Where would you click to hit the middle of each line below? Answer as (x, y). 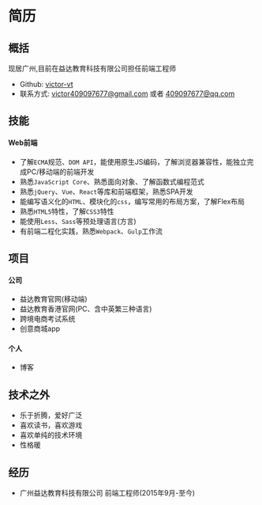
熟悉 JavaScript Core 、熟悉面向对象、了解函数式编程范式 (112, 181)
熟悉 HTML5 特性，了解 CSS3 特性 (67, 211)
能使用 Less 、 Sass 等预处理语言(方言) (78, 221)
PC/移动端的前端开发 (60, 172)
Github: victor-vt (46, 84)
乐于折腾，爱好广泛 (51, 416)
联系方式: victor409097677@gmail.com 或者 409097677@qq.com (127, 93)
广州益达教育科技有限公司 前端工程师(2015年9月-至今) (107, 493)
